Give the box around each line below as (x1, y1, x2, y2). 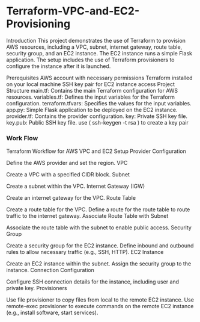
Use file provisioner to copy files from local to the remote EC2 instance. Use (6, 296, 194, 303)
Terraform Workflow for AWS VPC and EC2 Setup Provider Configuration (6, 147, 186, 155)
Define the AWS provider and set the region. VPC (6, 159, 128, 167)
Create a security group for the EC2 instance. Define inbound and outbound (6, 242, 194, 249)
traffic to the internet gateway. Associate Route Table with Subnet (6, 212, 169, 220)
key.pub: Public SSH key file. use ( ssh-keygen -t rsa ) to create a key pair (6, 119, 189, 126)
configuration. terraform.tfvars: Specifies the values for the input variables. (6, 99, 192, 107)
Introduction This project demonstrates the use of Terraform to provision (6, 37, 186, 44)
